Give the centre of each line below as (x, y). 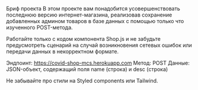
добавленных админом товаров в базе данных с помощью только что (95, 21)
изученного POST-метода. (39, 27)
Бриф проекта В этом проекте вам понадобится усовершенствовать (93, 9)
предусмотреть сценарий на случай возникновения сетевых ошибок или (99, 45)
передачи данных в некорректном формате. (63, 52)
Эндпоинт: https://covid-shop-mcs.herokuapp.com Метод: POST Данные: (98, 63)
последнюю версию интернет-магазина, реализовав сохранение (89, 15)
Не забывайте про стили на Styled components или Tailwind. (82, 81)
